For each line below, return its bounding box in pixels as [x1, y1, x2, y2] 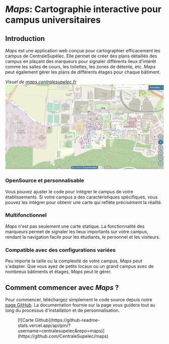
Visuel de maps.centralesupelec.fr [5, 79, 76, 85]
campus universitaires [5, 14, 101, 26]
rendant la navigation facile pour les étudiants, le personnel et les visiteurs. [5, 234, 160, 240]
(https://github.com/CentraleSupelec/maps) [18, 333, 109, 339]
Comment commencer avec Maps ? [5, 283, 119, 292]
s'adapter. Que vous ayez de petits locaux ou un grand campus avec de [5, 263, 154, 269]
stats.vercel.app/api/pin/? [18, 322, 71, 328]
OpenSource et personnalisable [5, 177, 84, 184]
